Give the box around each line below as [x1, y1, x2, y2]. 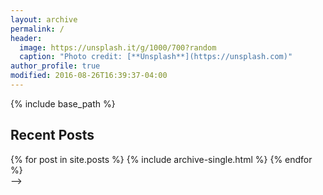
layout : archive [10, 14, 78, 25]
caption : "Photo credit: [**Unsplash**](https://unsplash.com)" [19, 52, 293, 62]
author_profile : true [10, 61, 101, 71]
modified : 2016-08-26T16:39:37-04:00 [10, 71, 168, 81]
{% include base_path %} [10, 97, 116, 110]
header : [10, 33, 43, 43]
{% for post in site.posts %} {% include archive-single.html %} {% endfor [10, 153, 313, 165]
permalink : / [10, 24, 65, 34]
